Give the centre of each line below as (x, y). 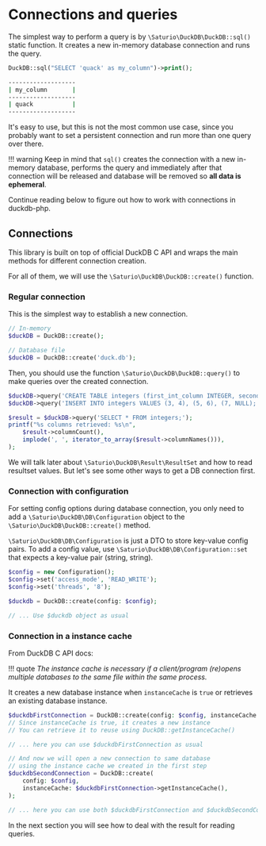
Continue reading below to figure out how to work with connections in (122, 200)
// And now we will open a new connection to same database (110, 759)
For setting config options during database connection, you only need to (126, 509)
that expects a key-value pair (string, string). (81, 558)
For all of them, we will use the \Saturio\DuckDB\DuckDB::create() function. (131, 276)
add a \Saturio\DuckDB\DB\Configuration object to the (97, 517)
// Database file (37, 351)
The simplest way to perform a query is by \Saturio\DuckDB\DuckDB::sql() (129, 37)
